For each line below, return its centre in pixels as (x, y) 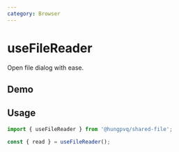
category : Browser (34, 14)
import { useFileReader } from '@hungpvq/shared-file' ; (90, 129)
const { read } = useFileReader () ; (59, 142)
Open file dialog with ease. (46, 68)
